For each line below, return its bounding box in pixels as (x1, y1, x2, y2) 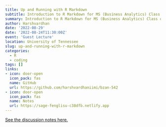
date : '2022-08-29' (5, 26, 45, 31)
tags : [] (5, 62, 23, 67)
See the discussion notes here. (5, 117, 68, 123)
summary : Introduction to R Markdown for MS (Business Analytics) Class (5, 16, 158, 21)
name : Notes (9, 99, 35, 104)
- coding (9, 58, 28, 63)
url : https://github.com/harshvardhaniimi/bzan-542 (9, 85, 119, 90)
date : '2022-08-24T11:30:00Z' (5, 30, 68, 35)
